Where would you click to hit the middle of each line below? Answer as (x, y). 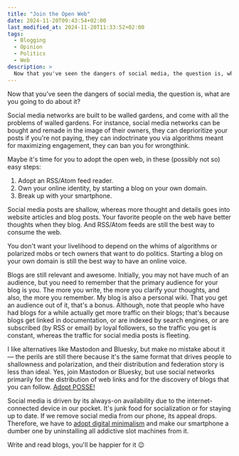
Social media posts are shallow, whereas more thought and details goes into (119, 209)
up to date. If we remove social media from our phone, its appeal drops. (112, 415)
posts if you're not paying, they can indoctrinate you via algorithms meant (116, 138)
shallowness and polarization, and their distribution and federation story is (116, 364)
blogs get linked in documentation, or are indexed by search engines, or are (118, 320)
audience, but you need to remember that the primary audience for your (113, 282)
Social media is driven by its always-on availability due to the (97, 401)
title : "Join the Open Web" (49, 14)
